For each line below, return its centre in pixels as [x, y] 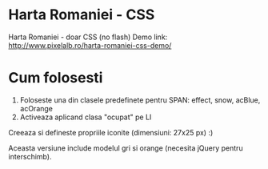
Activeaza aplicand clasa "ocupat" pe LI [86, 117]
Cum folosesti [56, 78]
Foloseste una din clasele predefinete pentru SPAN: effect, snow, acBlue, [140, 100]
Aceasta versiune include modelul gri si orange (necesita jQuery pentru [126, 148]
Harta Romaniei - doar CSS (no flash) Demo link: [88, 37]
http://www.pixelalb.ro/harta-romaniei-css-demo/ [90, 45]
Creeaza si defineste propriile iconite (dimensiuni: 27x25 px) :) [111, 132]
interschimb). [30, 156]
